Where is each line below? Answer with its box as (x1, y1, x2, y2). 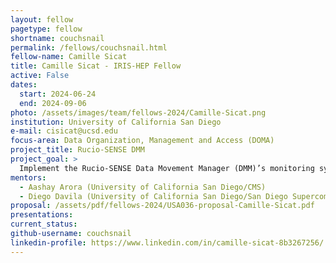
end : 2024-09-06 (19, 98, 87, 108)
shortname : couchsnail (10, 33, 105, 43)
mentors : (10, 172, 47, 183)
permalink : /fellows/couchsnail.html (10, 42, 168, 53)
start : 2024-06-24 (19, 89, 97, 99)
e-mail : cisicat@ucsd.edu (10, 126, 118, 136)
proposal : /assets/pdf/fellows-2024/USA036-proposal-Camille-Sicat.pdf (10, 201, 315, 211)
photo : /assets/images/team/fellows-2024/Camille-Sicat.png (10, 107, 267, 118)
